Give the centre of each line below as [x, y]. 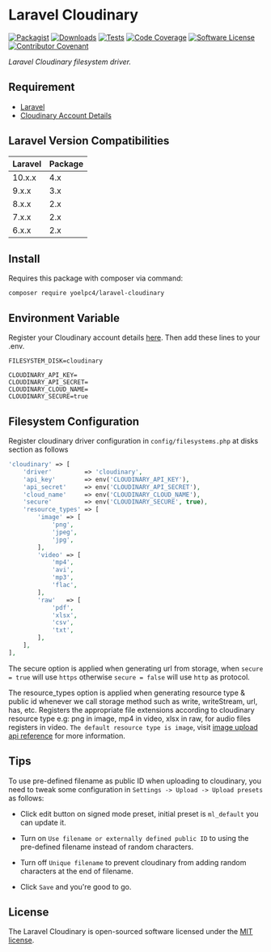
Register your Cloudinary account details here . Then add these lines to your [134, 337]
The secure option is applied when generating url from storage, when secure [136, 668]
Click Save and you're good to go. [76, 886]
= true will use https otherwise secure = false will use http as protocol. [129, 677]
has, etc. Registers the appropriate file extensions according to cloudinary [131, 710]
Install [24, 258]
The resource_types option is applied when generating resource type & [127, 693]
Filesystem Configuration [74, 421]
